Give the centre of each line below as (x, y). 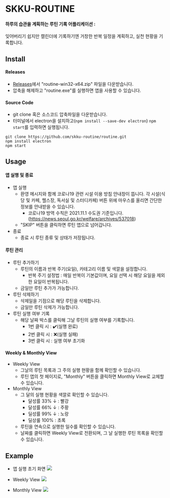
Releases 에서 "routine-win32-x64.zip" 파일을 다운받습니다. (73, 84)
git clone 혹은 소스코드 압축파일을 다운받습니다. (60, 114)
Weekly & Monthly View (31, 352)
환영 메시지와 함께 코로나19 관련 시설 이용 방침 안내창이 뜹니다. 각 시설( (91, 194)
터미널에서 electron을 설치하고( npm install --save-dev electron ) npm (84, 121)
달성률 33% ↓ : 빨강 (48, 401)
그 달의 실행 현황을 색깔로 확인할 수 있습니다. (64, 395)
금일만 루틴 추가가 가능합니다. (50, 288)
